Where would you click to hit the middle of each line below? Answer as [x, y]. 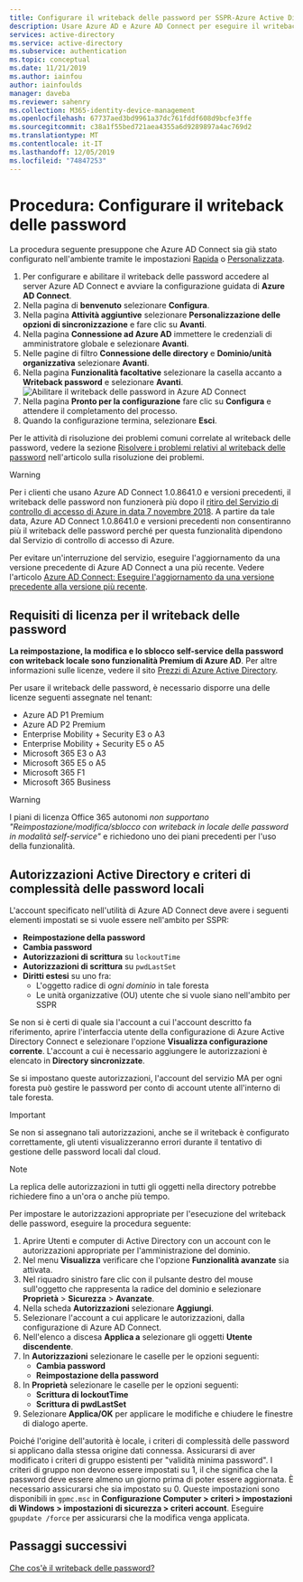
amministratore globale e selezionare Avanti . [106, 344]
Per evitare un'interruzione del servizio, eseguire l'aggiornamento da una [145, 558]
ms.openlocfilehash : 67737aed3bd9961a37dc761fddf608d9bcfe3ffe [131, 118]
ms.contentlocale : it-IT [56, 144]
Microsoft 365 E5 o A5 [64, 763]
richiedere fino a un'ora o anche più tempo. [90, 1196]
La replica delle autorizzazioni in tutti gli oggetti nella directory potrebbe [143, 1187]
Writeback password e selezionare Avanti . [103, 382]
